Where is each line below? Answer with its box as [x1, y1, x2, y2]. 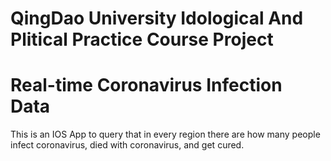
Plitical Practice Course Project [10, 28, 274, 51]
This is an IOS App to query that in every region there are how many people [10, 128, 321, 141]
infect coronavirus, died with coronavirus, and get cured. [10, 139, 245, 151]
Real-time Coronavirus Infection [10, 74, 283, 97]
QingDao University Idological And [10, 7, 304, 30]
